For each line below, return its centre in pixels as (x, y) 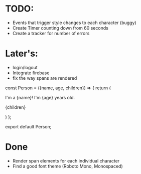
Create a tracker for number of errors (51, 33)
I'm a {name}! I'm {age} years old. (40, 97)
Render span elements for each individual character (66, 160)
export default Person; (28, 126)
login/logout (25, 67)
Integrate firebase (31, 73)
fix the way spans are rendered (45, 78)
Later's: (22, 54)
